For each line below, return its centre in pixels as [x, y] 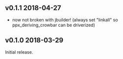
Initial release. [19, 52]
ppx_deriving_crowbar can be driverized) [54, 25]
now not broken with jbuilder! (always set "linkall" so [65, 20]
